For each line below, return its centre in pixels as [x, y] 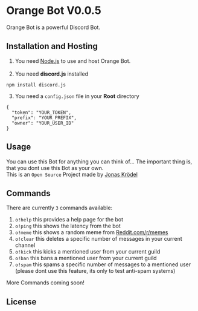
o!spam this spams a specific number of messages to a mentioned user [103, 264]
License [21, 302]
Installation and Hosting [52, 46]
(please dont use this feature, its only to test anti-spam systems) [95, 271]
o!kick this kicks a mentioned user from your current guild [88, 252]
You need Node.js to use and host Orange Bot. [73, 61]
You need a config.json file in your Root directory [77, 96]
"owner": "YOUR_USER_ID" [43, 123]
